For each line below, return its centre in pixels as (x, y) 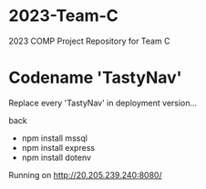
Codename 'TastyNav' (96, 78)
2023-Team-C (64, 16)
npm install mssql (55, 138)
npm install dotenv (57, 157)
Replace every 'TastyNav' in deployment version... (103, 103)
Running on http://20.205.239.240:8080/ (85, 174)
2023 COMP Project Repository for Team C (89, 41)
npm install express (58, 147)
